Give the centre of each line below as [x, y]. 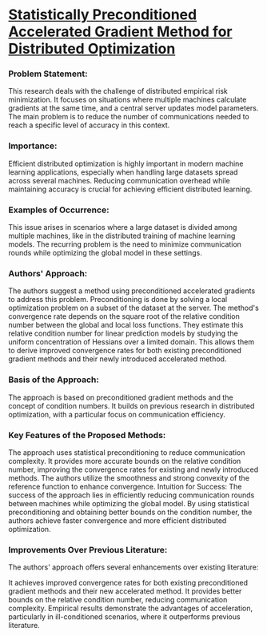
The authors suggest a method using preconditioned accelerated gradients [132, 291]
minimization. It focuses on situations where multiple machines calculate [128, 100]
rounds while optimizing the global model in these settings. [105, 253]
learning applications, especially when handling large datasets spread [123, 172]
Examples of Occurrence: [59, 210]
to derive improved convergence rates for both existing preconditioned [125, 351]
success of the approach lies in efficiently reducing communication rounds [132, 495]
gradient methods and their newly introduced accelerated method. [118, 359]
